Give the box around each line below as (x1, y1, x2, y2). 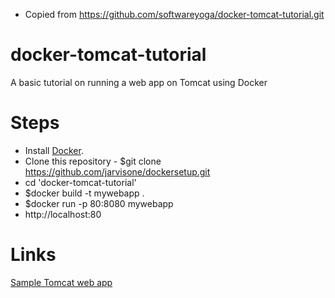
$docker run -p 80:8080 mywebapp (24, 197, 174, 209)
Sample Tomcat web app (10, 276, 113, 288)
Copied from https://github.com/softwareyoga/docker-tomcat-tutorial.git (24, 9, 325, 20)
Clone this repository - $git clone (24, 155, 162, 167)
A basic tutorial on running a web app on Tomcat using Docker (10, 76, 268, 88)
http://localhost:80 (24, 208, 102, 220)
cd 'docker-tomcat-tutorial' (24, 176, 137, 188)
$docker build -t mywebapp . (24, 187, 145, 199)
